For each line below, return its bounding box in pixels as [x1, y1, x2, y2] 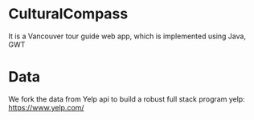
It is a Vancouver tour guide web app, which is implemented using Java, [8, 31, 247, 41]
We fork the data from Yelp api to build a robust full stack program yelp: [8, 94, 245, 104]
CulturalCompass [8, 5, 129, 23]
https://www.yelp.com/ [8, 102, 84, 112]
